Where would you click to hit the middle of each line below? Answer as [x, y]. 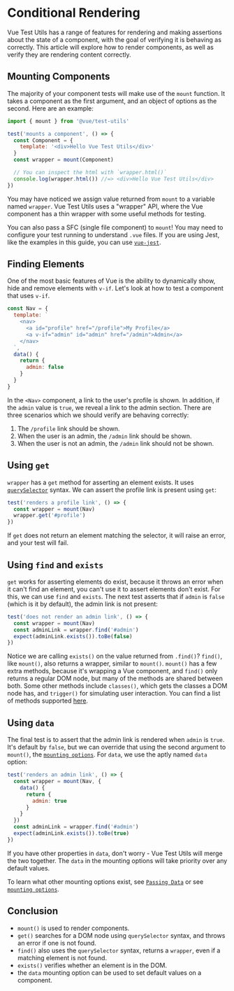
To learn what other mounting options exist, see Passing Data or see [105, 881]
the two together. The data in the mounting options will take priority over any [117, 860]
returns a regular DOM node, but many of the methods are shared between [115, 679]
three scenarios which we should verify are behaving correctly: [98, 415]
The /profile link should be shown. [68, 428]
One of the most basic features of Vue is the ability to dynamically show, [111, 281]
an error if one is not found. [57, 943]
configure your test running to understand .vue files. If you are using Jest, [114, 234]
